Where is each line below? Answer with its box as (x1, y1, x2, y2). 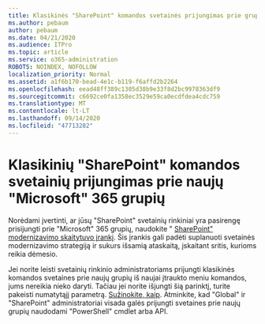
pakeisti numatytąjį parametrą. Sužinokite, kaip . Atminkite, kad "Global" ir (8, 289, 246, 299)
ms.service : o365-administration (8, 56, 118, 64)
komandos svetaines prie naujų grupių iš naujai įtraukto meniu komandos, (8, 273, 247, 282)
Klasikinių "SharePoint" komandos (8, 156, 241, 174)
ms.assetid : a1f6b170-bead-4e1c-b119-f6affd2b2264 (8, 77, 178, 85)
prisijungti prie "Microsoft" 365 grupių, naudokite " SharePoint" (8, 224, 214, 233)
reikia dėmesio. (8, 249, 58, 258)
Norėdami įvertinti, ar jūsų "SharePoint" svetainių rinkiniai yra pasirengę (8, 215, 241, 225)
